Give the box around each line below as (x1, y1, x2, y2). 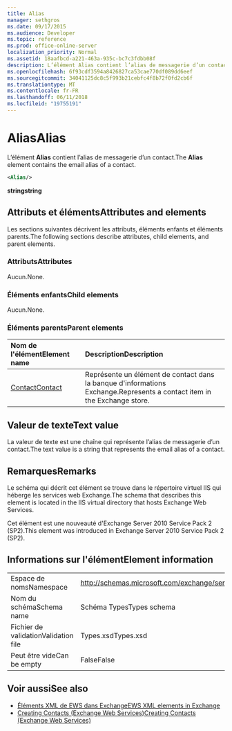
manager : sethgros (7, 17, 60, 24)
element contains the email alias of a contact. (7, 160, 136, 168)
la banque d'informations (85, 378, 166, 388)
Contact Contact (10, 382, 62, 392)
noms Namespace (10, 582, 68, 592)
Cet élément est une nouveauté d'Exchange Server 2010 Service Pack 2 (7, 519, 213, 527)
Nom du (10, 593, 37, 603)
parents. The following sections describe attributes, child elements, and (7, 232, 209, 240)
